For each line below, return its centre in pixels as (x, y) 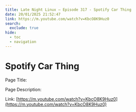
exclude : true (24, 28)
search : (13, 23)
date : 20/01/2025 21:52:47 (33, 14)
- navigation (23, 42)
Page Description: (23, 89)
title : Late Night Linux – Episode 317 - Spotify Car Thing (68, 10)
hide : (11, 33)
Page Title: (16, 80)
